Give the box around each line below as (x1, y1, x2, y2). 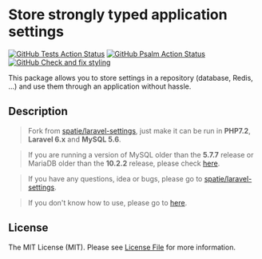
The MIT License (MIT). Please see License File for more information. (8, 242, 236, 252)
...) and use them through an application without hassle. (8, 82, 192, 91)
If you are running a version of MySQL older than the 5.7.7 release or (27, 149, 254, 159)
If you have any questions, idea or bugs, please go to (27, 173, 203, 183)
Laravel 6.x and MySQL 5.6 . (27, 134, 121, 144)
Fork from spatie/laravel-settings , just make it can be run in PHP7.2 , (27, 126, 251, 135)
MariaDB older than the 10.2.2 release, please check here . (27, 158, 220, 168)
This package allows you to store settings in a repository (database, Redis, (8, 73, 253, 82)
